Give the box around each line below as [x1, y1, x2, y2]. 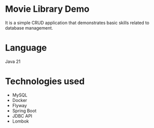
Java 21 [5, 58, 21, 64]
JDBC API [12, 113, 32, 119]
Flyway [12, 102, 27, 108]
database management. [5, 25, 53, 31]
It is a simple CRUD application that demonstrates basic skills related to [5, 20, 150, 26]
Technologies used [5, 76, 85, 87]
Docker [12, 97, 28, 103]
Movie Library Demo [5, 3, 90, 15]
